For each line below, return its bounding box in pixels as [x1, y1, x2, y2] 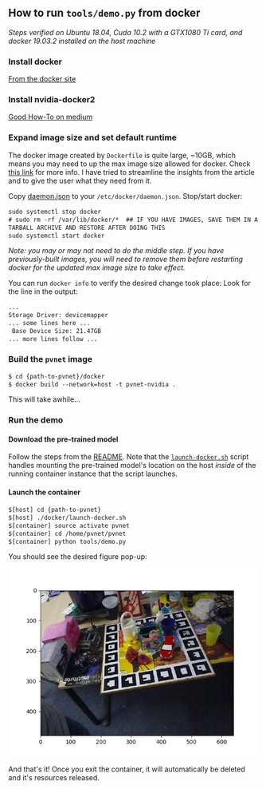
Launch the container [8, 487, 81, 497]
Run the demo [8, 414, 64, 426]
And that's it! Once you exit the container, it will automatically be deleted [8, 764, 245, 774]
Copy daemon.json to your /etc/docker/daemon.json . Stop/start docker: [8, 191, 243, 200]
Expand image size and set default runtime [8, 132, 178, 143]
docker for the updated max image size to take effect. [8, 263, 186, 272]
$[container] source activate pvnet [8, 522, 130, 530]
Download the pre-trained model [8, 434, 119, 444]
